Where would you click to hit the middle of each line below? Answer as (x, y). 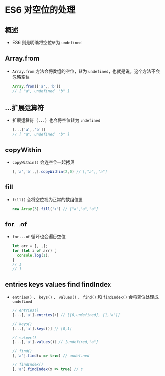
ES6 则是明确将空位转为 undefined (47, 43)
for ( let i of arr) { (34, 251)
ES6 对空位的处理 (40, 10)
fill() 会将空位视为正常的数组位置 (47, 199)
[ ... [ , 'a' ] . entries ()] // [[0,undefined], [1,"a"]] (66, 315)
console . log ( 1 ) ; (33, 255)
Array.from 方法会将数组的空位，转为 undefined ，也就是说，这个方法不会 (86, 71)
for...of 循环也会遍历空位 (39, 237)
